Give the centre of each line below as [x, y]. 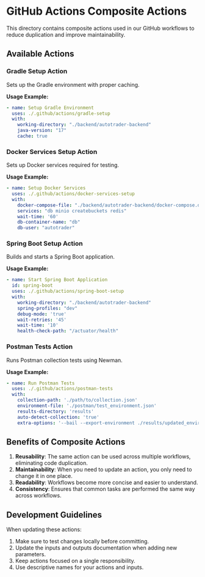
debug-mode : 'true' [42, 314]
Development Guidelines [54, 515]
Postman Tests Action [40, 347]
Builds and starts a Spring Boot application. [60, 257]
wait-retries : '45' [42, 320]
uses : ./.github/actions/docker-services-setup [74, 194]
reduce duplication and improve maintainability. [66, 34]
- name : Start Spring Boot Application [57, 280]
